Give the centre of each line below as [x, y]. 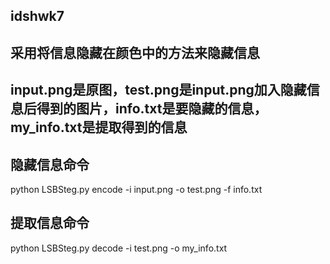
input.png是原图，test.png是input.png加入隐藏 [158, 90]
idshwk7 [37, 16]
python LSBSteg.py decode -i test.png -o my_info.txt [119, 248]
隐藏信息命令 [50, 164]
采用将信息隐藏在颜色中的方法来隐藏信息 [135, 52]
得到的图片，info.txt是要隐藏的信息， [152, 109]
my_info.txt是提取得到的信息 [99, 127]
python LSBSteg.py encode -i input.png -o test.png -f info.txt [136, 189]
